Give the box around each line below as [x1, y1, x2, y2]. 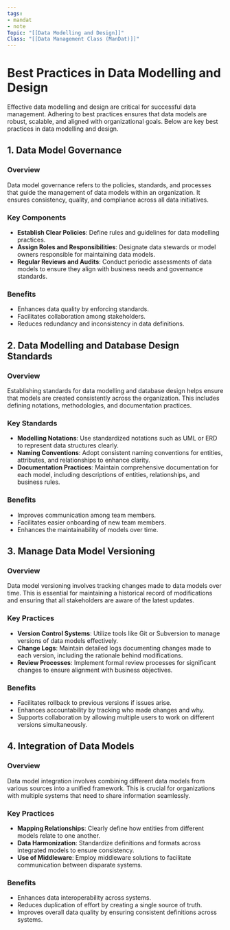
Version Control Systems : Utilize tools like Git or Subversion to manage [16, 629, 220, 637]
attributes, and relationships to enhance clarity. [16, 456, 151, 465]
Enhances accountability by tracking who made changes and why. [16, 706, 205, 714]
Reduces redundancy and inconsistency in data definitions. [16, 319, 185, 328]
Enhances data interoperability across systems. [16, 894, 152, 902]
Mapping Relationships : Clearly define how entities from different [16, 824, 205, 832]
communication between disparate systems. [16, 860, 143, 869]
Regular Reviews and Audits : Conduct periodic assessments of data [16, 257, 212, 266]
